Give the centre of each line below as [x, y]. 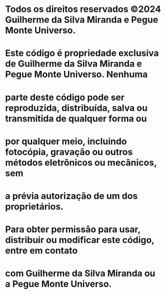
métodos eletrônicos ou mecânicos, [81, 162]
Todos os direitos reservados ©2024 [83, 9]
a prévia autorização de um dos [72, 196]
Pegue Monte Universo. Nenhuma [77, 75]
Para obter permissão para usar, [73, 229]
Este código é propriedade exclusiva [82, 53]
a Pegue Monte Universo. [59, 284]
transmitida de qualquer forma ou [76, 119]
